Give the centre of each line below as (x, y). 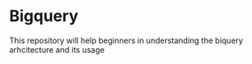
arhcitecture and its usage (57, 49)
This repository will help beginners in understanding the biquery (126, 40)
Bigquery (44, 16)
